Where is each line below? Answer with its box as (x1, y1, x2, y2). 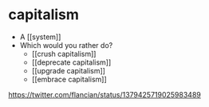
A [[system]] (19, 32, 61, 42)
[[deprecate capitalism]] (31, 57, 112, 67)
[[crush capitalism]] (31, 49, 97, 58)
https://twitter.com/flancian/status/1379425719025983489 (8, 89, 201, 99)
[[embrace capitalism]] (31, 74, 107, 84)
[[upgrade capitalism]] (31, 65, 106, 75)
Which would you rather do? (19, 40, 113, 50)
